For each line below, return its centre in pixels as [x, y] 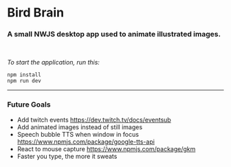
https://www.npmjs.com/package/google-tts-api [86, 142]
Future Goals [29, 104]
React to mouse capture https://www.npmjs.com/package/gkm [106, 148]
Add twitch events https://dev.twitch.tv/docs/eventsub [94, 120]
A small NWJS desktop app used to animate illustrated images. [114, 34]
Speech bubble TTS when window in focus [78, 134]
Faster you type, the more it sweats [67, 156]
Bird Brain [35, 13]
